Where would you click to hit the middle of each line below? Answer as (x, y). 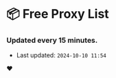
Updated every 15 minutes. (52, 41)
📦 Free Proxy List (58, 14)
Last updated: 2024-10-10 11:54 (61, 55)
